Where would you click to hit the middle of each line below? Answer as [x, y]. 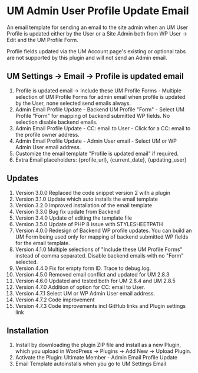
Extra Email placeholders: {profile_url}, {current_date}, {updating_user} [101, 160]
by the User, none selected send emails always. [73, 103]
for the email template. [42, 243]
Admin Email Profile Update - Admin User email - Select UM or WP [96, 141]
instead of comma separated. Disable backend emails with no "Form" [99, 255]
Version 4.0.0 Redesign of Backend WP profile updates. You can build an [103, 230]
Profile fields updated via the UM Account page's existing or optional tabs [96, 51]
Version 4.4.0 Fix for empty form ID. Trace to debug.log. [83, 268]
